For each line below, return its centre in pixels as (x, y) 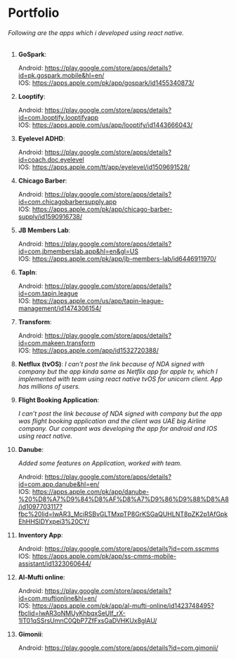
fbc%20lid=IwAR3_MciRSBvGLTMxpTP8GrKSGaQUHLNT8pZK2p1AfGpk (123, 514)
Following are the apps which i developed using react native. (96, 32)
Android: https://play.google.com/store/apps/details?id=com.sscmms (119, 549)
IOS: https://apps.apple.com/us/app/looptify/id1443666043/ (105, 125)
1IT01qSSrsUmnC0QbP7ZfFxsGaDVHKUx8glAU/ (87, 621)
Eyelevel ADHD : (41, 139)
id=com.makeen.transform (57, 343)
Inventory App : (40, 535)
